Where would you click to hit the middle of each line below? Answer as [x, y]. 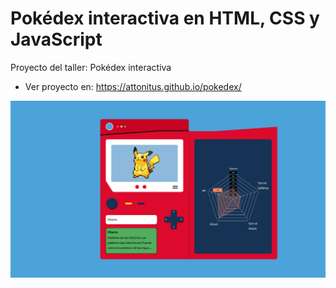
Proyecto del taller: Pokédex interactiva [91, 67]
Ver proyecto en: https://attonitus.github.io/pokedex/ [133, 86]
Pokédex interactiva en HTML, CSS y [165, 18]
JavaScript [56, 39]
